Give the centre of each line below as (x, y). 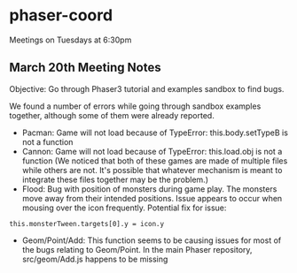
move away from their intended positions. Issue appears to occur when (152, 198)
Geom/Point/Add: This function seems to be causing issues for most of (152, 240)
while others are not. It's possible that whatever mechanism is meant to (152, 170)
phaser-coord (61, 15)
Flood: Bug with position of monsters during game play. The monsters (149, 189)
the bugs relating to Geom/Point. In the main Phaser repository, (137, 249)
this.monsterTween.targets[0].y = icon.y (87, 224)
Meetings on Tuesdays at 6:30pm (70, 40)
